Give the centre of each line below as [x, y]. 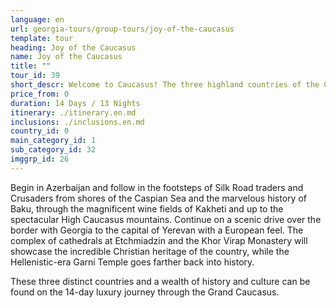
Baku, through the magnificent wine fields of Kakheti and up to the [147, 208]
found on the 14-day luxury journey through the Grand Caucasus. [145, 292]
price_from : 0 [40, 94]
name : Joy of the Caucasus [66, 57]
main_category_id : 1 [53, 141]
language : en [37, 19]
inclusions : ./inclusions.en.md [77, 122]
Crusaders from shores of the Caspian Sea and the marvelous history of [158, 198]
